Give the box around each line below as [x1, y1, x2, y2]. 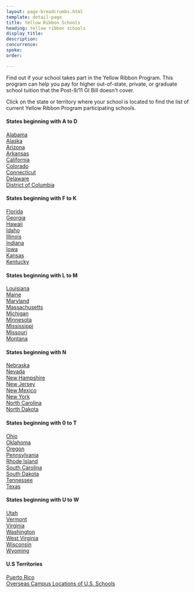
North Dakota [6, 406, 39, 413]
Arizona [6, 143, 25, 151]
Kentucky [6, 258, 30, 265]
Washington [6, 528, 35, 535]
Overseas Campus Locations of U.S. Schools [6, 580, 115, 587]
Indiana [6, 239, 24, 247]
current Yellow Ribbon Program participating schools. [6, 104, 136, 111]
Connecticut [6, 168, 37, 176]
